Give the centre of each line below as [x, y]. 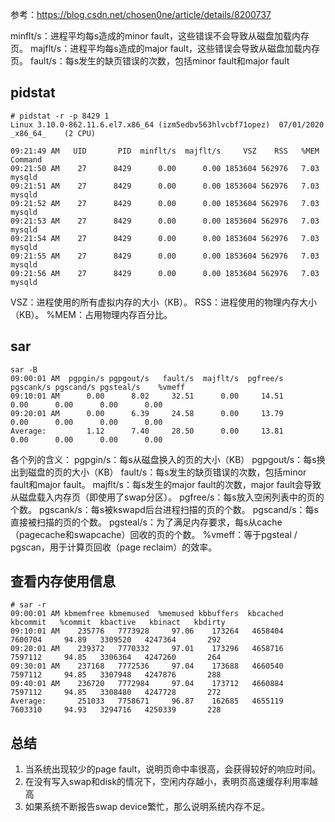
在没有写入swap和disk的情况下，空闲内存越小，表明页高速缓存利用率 [167, 782]
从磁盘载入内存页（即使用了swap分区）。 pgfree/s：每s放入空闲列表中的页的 [167, 497]
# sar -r [28, 605]
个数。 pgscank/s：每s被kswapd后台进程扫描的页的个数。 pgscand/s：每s [164, 509]
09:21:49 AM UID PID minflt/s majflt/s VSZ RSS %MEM [165, 151]
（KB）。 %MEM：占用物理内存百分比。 [91, 314]
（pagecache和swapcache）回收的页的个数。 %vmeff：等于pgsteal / [154, 534]
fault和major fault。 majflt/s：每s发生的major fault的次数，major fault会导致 [166, 484]
